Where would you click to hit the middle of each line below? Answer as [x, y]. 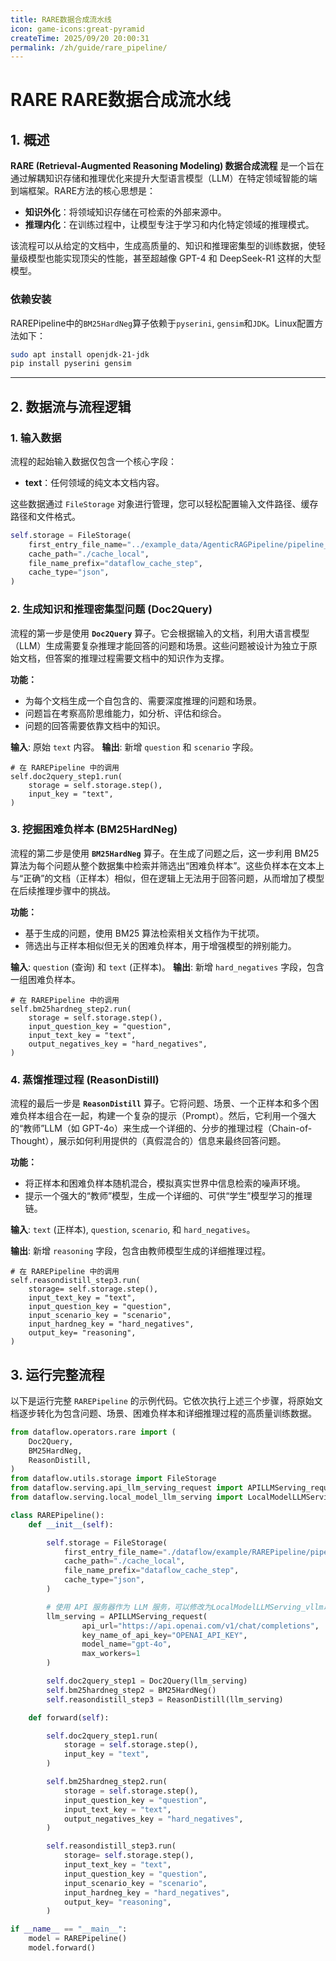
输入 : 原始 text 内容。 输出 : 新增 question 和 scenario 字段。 [134, 747]
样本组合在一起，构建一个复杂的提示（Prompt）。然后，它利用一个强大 [172, 1116]
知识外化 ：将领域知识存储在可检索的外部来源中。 [125, 212]
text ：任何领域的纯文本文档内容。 [94, 482]
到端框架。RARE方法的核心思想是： [83, 191]
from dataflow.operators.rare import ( [93, 1432]
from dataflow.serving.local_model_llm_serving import [127, 1497]
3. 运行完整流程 [57, 1374]
